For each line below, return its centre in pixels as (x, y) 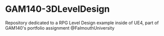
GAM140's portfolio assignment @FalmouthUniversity (60, 28)
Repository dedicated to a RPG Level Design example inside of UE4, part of (82, 23)
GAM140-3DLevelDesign (58, 9)
